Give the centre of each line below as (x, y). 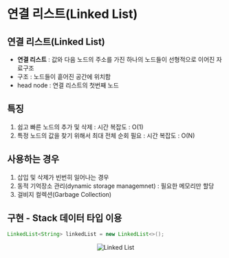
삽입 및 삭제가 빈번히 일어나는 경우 (63, 177)
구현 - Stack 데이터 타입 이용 (65, 218)
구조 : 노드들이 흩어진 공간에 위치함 (64, 77)
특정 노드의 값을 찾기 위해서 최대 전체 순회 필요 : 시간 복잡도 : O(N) (106, 136)
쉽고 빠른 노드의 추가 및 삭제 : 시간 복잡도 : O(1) (80, 127)
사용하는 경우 (33, 159)
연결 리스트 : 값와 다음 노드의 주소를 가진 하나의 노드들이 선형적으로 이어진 (116, 60)
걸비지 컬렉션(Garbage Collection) (64, 194)
